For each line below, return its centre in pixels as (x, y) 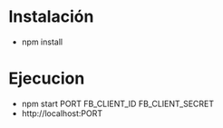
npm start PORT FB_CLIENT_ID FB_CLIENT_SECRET (118, 103)
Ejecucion (47, 79)
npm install (42, 42)
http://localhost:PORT (62, 113)
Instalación (51, 17)
